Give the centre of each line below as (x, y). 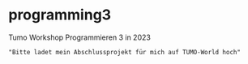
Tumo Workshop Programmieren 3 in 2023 (80, 37)
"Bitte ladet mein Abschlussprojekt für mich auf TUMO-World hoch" (125, 52)
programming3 (60, 15)
